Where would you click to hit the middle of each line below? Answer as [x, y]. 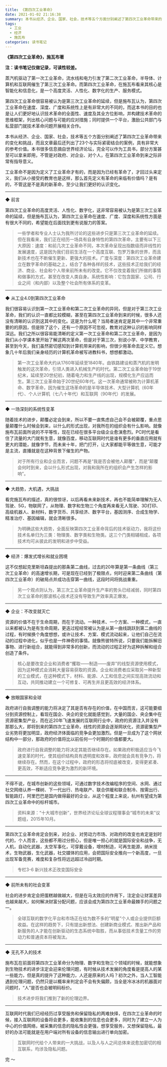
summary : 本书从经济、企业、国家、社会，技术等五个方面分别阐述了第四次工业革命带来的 [84, 19]
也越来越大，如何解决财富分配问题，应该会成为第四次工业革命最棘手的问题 [81, 901]
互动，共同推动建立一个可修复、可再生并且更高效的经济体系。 [81, 682]
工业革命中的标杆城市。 [38, 802]
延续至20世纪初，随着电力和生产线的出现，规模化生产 [85, 375]
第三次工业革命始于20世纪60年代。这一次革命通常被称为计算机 [90, 381]
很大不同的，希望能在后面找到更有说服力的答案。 [59, 222]
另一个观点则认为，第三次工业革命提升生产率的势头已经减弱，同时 [85, 590]
